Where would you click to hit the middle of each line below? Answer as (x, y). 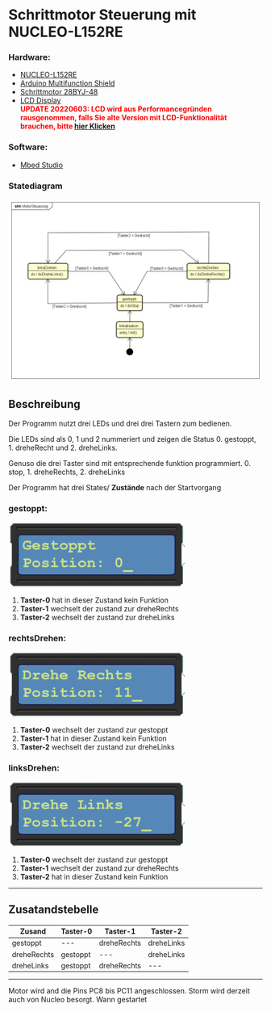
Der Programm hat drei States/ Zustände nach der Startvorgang (115, 488)
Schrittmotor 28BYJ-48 (59, 92)
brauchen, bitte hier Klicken (67, 126)
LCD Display (40, 101)
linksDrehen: (34, 767)
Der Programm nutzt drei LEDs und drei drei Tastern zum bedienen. (120, 424)
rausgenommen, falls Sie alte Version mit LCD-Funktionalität (123, 118)
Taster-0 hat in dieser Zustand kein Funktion (94, 600)
